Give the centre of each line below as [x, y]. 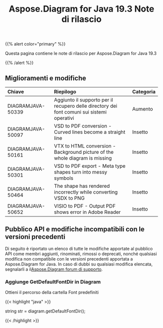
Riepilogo [65, 92]
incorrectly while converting [86, 192]
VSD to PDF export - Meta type [90, 166]
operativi [64, 118]
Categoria [144, 92]
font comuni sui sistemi [80, 112]
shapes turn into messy [81, 172]
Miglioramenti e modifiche [46, 78]
